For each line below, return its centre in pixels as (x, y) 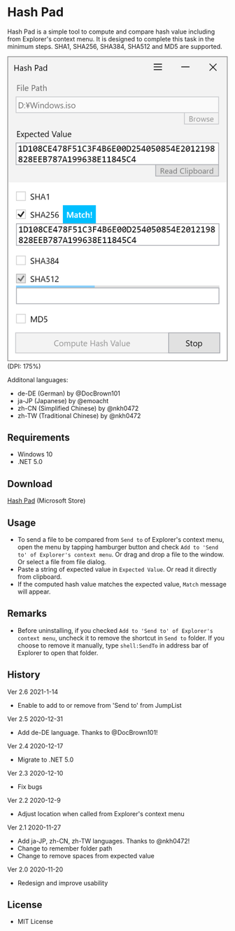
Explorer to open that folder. (58, 652)
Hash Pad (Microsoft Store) (47, 500)
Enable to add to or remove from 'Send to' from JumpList (99, 705)
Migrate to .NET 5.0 (45, 759)
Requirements (38, 437)
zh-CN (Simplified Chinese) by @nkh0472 (78, 408)
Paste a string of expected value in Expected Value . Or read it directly (117, 569)
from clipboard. (40, 576)
